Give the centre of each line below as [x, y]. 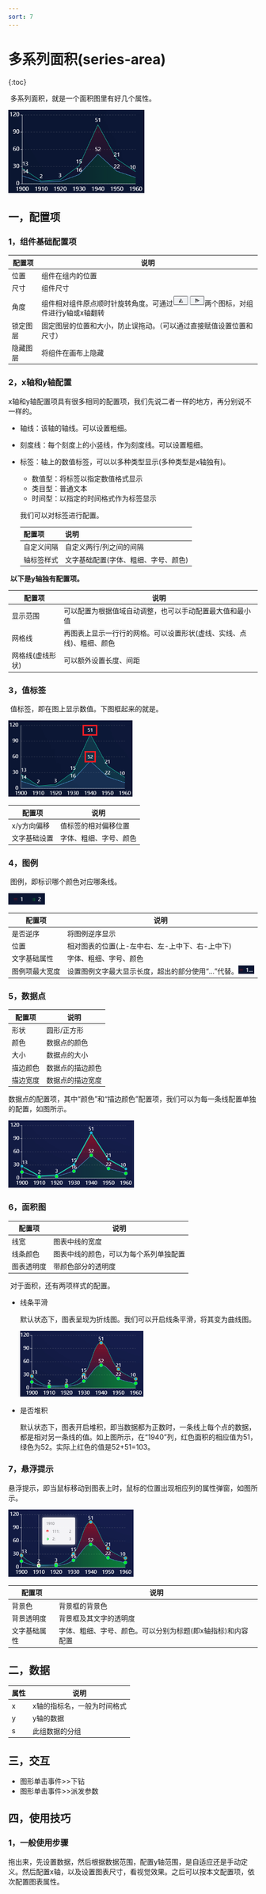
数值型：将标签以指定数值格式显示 [87, 478]
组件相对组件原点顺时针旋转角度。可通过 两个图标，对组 [147, 303]
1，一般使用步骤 [38, 1843]
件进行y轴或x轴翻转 [73, 313]
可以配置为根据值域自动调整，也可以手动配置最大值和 [150, 611]
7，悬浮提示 [31, 1469]
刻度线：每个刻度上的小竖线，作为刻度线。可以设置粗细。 [113, 444]
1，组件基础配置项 [42, 242]
